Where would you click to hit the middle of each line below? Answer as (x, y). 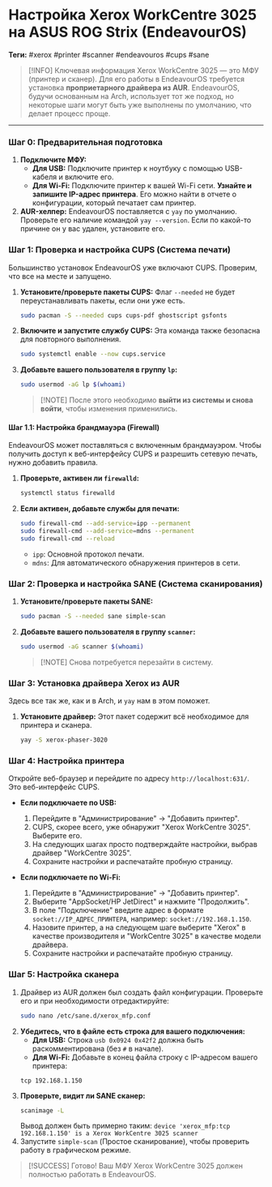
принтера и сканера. (56, 725)
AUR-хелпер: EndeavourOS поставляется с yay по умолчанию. (128, 212)
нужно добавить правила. (53, 462)
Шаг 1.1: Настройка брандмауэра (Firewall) (84, 427)
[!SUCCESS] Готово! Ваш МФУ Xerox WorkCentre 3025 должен (136, 1166)
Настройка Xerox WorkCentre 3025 (133, 15)
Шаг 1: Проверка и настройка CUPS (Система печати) (119, 250)
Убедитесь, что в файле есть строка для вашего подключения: (132, 1031)
